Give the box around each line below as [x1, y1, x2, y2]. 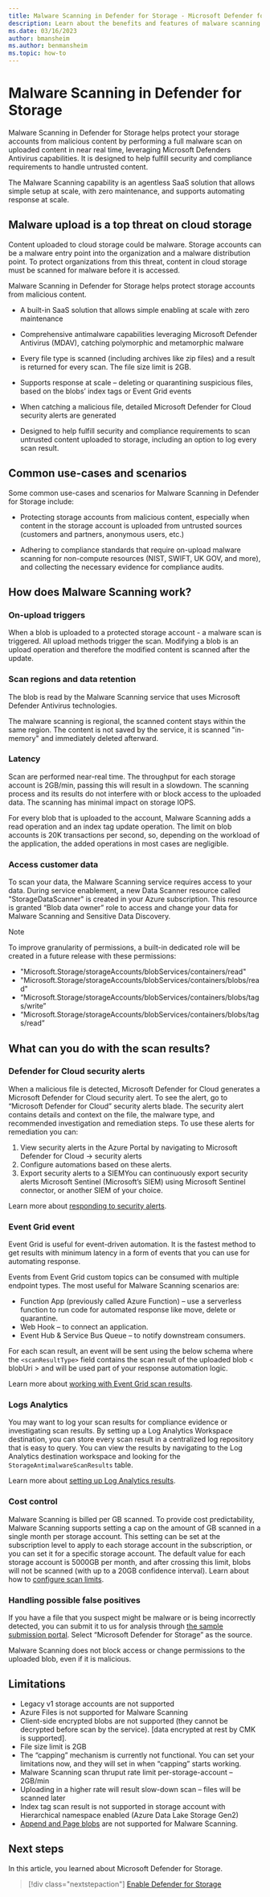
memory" [8, 733, 39, 743]
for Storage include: [8, 497, 75, 506]
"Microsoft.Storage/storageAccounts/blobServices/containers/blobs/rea [19, 976, 260, 985]
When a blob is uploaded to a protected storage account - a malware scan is [8, 628, 262, 638]
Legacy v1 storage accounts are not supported [19, 1699, 175, 1708]
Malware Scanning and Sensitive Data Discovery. [8, 912, 171, 921]
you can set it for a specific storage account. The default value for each [8, 1549, 246, 1558]
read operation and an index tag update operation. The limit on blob [8, 822, 232, 831]
